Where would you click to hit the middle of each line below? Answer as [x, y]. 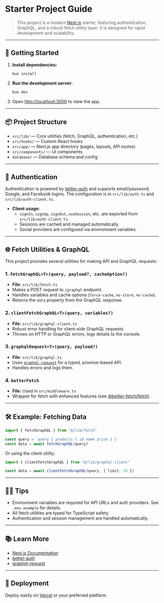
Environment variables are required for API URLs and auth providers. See [85, 503]
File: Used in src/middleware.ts [44, 391]
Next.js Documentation [35, 553]
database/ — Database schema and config [55, 157]
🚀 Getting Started [32, 53]
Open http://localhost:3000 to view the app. [56, 101]
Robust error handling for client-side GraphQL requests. [68, 328]
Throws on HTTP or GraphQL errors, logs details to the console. [76, 334]
